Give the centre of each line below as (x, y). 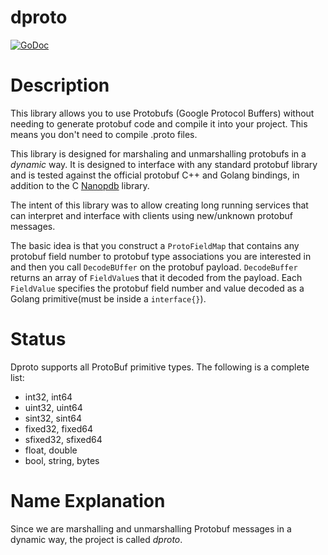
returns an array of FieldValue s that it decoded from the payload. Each (156, 277)
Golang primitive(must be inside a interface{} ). (108, 298)
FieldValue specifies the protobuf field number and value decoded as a (157, 288)
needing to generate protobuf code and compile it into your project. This (159, 123)
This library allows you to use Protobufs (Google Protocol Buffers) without (162, 113)
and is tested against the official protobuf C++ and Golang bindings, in (155, 175)
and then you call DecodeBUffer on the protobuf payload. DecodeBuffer (154, 267)
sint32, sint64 (53, 418)
